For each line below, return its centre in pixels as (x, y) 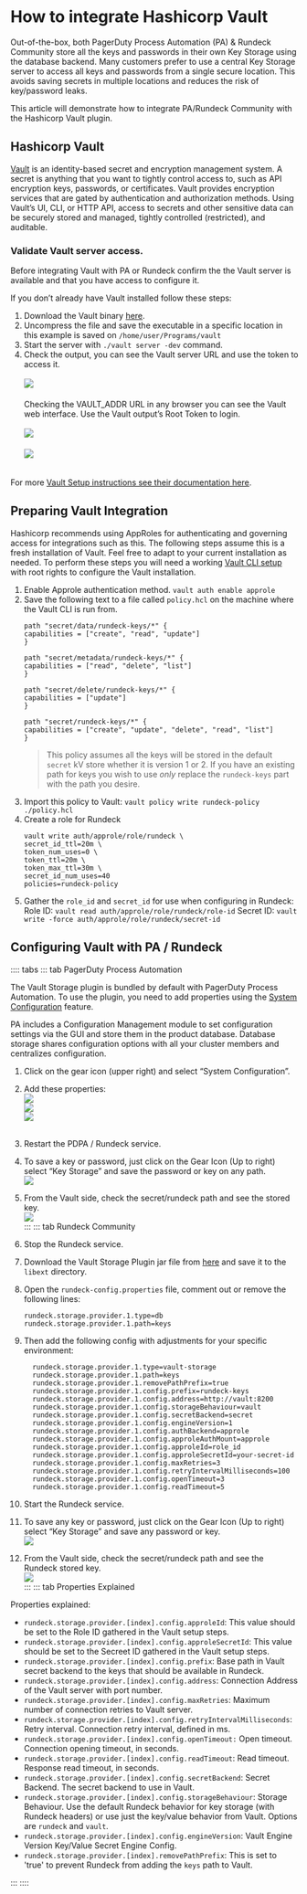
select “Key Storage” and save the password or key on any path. (144, 1170)
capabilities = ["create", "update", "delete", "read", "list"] (148, 730)
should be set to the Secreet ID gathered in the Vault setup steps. (147, 1651)
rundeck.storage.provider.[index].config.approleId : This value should (159, 1622)
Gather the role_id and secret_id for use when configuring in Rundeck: (159, 901)
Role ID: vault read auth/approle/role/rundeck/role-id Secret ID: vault (160, 910)
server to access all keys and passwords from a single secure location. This (153, 71)
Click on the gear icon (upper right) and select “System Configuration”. (157, 1071)
